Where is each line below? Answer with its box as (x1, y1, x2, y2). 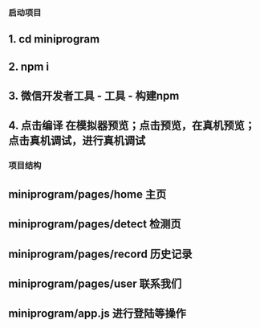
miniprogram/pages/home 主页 (8, 187, 167, 201)
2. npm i (8, 59, 50, 73)
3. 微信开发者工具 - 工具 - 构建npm (8, 89, 180, 103)
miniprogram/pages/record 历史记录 (8, 247, 193, 260)
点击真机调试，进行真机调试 (8, 134, 146, 148)
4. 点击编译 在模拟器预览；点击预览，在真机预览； (8, 119, 255, 133)
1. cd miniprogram (8, 32, 100, 46)
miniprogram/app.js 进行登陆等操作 (8, 307, 186, 321)
